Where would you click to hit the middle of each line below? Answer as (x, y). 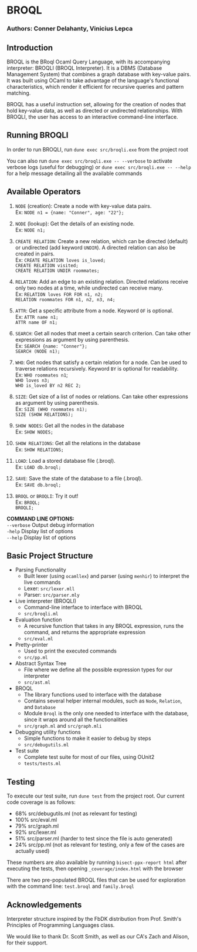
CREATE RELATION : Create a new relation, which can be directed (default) (101, 241)
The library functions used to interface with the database (93, 695)
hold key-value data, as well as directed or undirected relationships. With (95, 110)
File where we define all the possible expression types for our (98, 670)
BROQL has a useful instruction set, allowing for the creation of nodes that (96, 104)
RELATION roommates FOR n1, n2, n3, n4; (65, 300)
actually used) (32, 851)
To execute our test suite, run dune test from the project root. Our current (96, 796)
